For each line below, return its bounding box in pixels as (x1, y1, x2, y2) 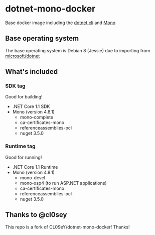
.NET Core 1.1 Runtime (12, 164, 58, 170)
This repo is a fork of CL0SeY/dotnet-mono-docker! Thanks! (5, 224, 130, 230)
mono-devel (20, 174, 45, 181)
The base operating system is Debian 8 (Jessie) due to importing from (5, 47, 150, 53)
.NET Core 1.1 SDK (12, 103, 50, 109)
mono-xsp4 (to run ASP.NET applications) (20, 180, 107, 186)
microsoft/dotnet (5, 53, 40, 59)
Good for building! (5, 94, 43, 100)
